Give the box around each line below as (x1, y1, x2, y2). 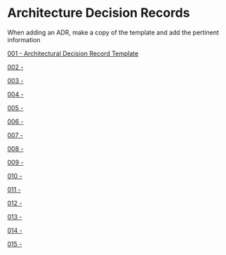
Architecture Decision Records (7, 5, 190, 21)
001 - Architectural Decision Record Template (7, 49, 139, 58)
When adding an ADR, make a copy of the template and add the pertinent (7, 28, 220, 37)
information (7, 35, 41, 44)
